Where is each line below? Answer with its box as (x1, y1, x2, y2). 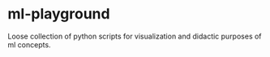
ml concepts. (7, 39, 51, 49)
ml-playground (7, 5, 110, 23)
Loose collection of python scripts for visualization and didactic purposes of (7, 31, 262, 41)
